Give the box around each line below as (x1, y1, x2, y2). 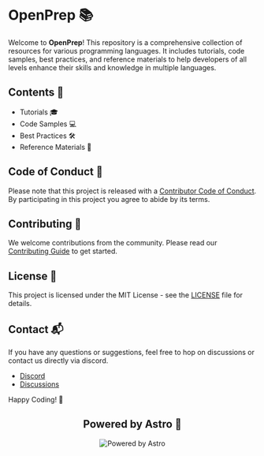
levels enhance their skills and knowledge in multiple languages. (8, 62, 217, 72)
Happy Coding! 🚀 (8, 395, 64, 404)
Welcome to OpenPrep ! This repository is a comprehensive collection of (8, 37, 243, 47)
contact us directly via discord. (8, 356, 109, 365)
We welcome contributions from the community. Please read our (8, 238, 218, 248)
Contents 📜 (8, 86, 65, 99)
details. (8, 299, 32, 308)
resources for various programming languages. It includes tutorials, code (8, 46, 245, 55)
